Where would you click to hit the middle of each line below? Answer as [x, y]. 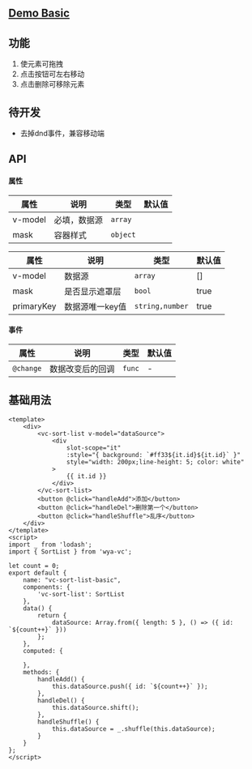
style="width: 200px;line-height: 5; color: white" [155, 462]
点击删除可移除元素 [52, 84]
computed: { [43, 651]
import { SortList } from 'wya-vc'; [70, 551]
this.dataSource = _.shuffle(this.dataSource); [134, 728]
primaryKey [34, 305]
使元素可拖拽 [41, 64]
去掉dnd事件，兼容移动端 [62, 134]
